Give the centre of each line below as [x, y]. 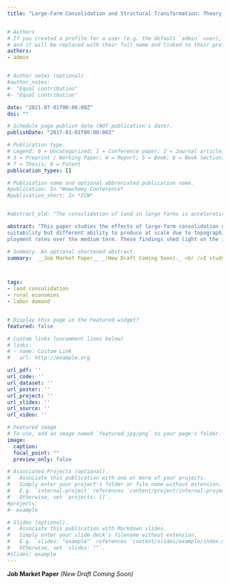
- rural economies [33, 295]
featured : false [30, 326]
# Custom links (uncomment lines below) [66, 339]
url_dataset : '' [30, 383]
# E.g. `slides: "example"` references [67, 542]
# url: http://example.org [49, 358]
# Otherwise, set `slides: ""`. [56, 548]
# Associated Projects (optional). [58, 472]
